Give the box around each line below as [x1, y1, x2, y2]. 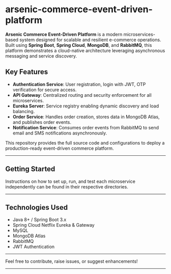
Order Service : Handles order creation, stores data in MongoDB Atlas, [12, 114, 160, 120]
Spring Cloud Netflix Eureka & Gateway [12, 222, 95, 228]
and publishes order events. [12, 119, 71, 125]
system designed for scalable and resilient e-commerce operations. [19, 37, 161, 43]
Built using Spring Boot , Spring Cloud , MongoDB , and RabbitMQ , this [5, 42, 152, 48]
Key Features [5, 68, 48, 76]
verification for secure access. [12, 87, 77, 93]
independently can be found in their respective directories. [5, 183, 128, 189]
